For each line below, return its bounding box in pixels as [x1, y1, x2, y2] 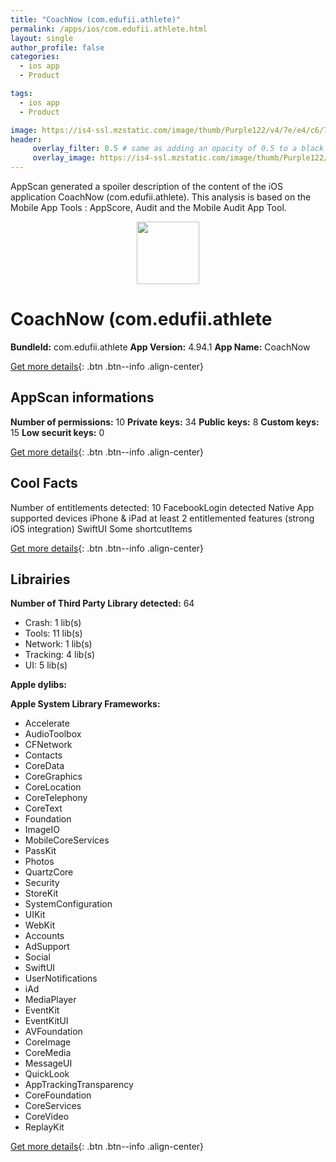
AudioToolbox [24, 728, 82, 740]
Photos [24, 856, 55, 868]
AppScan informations [10, 389, 155, 406]
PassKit [24, 845, 57, 857]
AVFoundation [24, 1026, 83, 1038]
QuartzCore [24, 866, 74, 878]
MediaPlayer [24, 994, 77, 1006]
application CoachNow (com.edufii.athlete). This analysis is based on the [10, 191, 312, 203]
